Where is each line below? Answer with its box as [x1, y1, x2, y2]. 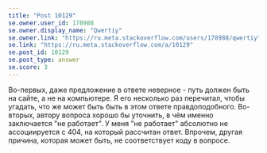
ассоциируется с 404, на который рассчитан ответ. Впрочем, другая [8, 127, 242, 136]
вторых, [8, 110, 36, 120]
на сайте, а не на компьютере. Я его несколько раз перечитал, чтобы [8, 93, 245, 103]
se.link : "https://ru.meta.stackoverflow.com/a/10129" [8, 41, 194, 49]
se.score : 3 [8, 63, 48, 71]
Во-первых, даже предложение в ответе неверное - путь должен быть [8, 85, 250, 94]
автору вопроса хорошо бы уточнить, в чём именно [37, 110, 214, 120]
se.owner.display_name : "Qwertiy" [8, 26, 123, 34]
